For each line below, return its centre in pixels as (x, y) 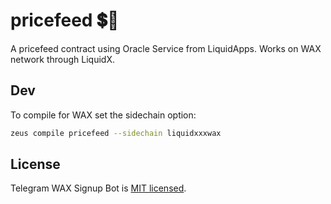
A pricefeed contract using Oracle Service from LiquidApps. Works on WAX (166, 48)
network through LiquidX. (63, 59)
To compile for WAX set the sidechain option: (103, 115)
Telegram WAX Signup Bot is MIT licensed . (98, 188)
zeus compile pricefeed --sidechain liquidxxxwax (116, 133)
